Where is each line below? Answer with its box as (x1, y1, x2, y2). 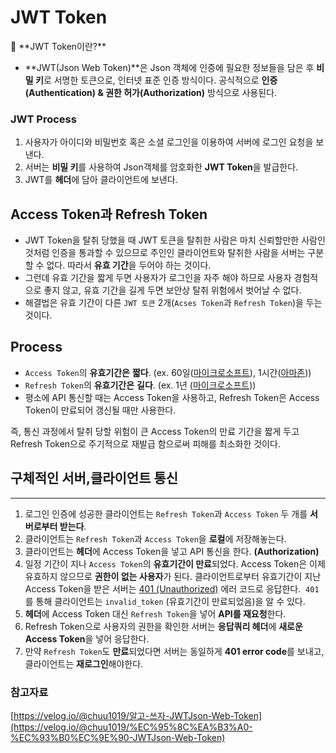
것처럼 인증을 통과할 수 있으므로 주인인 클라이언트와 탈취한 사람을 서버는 (24, 247, 306, 259)
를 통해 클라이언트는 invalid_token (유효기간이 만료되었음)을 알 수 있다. (24, 595, 306, 607)
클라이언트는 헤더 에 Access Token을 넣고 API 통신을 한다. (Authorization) (24, 545, 320, 557)
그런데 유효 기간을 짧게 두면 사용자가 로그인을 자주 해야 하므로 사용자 (24, 272, 292, 284)
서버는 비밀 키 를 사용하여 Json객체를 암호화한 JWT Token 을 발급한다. (24, 161, 299, 173)
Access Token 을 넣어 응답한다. (24, 632, 150, 645)
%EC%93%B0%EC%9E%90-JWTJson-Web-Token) (10, 731, 226, 743)
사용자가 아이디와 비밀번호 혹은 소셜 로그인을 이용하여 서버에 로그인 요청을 (24, 136, 314, 148)
